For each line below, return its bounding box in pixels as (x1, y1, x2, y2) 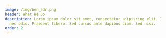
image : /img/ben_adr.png (5, 7, 56, 12)
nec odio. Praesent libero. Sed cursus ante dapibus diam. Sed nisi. (9, 21, 156, 26)
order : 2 (5, 26, 23, 31)
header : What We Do (5, 12, 45, 17)
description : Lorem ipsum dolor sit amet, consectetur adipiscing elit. (5, 16, 158, 21)
